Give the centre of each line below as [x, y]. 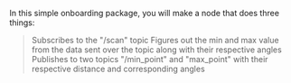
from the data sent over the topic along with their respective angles [156, 50]
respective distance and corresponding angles [118, 69]
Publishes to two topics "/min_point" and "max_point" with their [150, 59]
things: [22, 23]
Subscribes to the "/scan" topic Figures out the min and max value [155, 40]
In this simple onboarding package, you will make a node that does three [145, 13]
